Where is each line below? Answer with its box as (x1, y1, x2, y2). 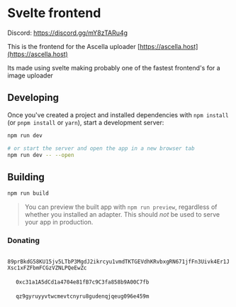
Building (7, 171, 45, 183)
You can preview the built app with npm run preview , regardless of (24, 203, 218, 211)
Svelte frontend (7, 5, 101, 21)
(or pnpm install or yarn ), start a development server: (7, 118, 164, 126)
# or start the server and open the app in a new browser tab (7, 144, 195, 152)
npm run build (7, 190, 50, 197)
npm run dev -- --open (7, 151, 74, 158)
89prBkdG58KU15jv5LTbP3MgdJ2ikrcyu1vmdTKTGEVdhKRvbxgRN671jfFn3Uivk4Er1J (7, 258, 230, 266)
